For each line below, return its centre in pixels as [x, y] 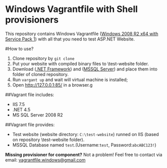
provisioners [32, 20]
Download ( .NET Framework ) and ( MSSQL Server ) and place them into [85, 69]
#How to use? [19, 48]
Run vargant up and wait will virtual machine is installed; [70, 79]
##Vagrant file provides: [30, 124]
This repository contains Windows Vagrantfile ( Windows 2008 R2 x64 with [82, 33]
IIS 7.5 [18, 104]
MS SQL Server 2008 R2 [38, 115]
